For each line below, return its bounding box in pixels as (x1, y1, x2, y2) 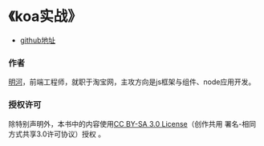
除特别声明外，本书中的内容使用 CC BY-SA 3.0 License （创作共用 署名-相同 (8, 119, 257, 128)
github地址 (19, 35, 56, 45)
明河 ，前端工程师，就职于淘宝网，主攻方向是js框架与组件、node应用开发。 (8, 77, 256, 87)
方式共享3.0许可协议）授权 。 (8, 129, 106, 139)
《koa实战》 (8, 7, 83, 26)
